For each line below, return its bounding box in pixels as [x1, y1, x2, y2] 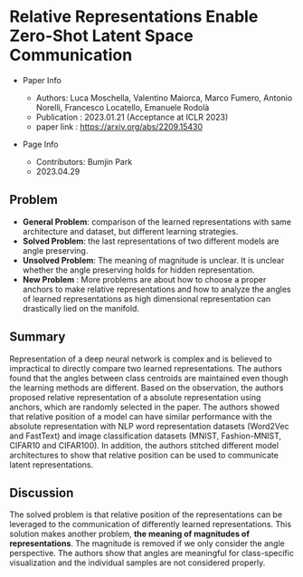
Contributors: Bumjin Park [35, 156, 133, 167]
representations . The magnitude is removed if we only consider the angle [9, 538, 285, 549]
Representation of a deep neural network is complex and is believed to [9, 353, 273, 364]
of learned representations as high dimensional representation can [22, 293, 271, 304]
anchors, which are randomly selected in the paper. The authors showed [9, 401, 280, 412]
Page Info [22, 139, 59, 149]
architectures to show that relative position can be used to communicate [9, 449, 279, 460]
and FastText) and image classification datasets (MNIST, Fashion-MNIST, [9, 430, 282, 441]
